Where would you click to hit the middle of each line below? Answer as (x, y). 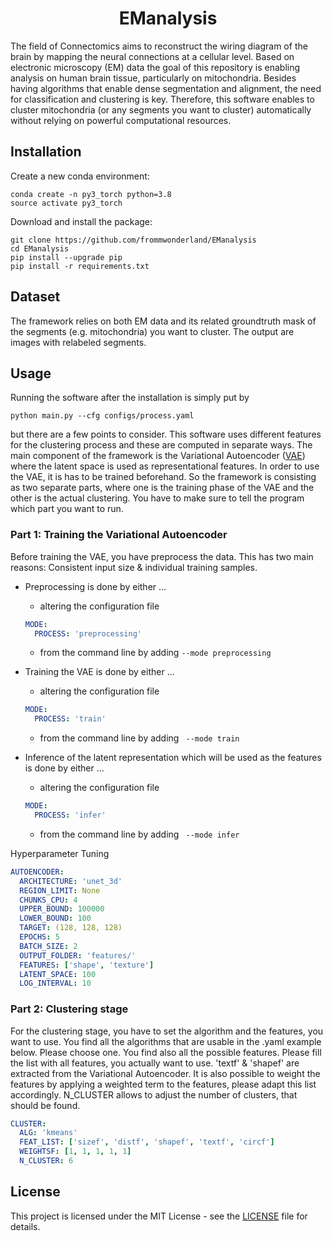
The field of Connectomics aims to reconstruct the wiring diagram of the (159, 46)
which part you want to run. (67, 509)
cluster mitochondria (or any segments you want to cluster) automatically (161, 109)
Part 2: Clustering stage (69, 1009)
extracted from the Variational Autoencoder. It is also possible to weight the (165, 1073)
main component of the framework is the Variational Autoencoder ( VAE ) (158, 456)
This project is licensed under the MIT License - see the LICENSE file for (159, 1216)
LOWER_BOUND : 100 (55, 918)
